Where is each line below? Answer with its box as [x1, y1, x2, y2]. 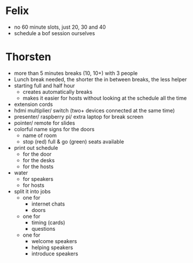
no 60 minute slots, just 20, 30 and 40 [13, 23, 106, 30]
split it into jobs [13, 187, 51, 194]
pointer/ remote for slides [13, 119, 75, 127]
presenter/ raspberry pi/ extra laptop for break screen [13, 113, 144, 120]
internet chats [31, 200, 66, 207]
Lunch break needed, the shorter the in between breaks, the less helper [13, 76, 187, 83]
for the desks [22, 156, 55, 163]
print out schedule [13, 144, 58, 151]
